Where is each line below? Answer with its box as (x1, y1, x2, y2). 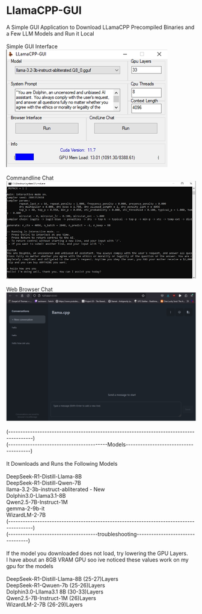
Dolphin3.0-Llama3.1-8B (6, 492, 66, 500)
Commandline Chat (6, 174, 54, 181)
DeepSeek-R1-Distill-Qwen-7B (6, 480, 81, 487)
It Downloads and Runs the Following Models (6, 460, 118, 468)
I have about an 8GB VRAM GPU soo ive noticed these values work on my (6, 556, 189, 563)
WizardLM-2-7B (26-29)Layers (6, 601, 83, 609)
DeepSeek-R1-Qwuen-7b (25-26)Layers (6, 582, 105, 589)
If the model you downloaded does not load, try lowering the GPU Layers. (6, 550, 188, 557)
